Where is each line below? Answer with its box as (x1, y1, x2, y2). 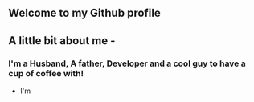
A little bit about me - (8, 34, 116, 47)
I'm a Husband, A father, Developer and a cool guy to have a (8, 58, 247, 69)
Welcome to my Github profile (8, 6, 161, 20)
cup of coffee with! (8, 67, 84, 79)
